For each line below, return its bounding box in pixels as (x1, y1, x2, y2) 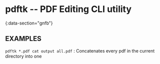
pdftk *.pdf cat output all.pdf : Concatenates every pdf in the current (5, 47, 155, 53)
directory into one (5, 53, 42, 59)
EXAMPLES (5, 34, 41, 43)
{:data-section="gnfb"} (5, 20, 53, 26)
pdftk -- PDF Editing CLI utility (5, 3, 131, 15)
